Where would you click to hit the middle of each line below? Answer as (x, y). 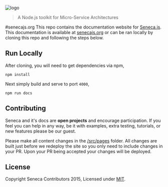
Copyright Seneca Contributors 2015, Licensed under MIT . (65, 179)
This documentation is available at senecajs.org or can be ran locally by (79, 32)
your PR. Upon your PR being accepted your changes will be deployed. (78, 151)
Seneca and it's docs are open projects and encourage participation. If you (83, 120)
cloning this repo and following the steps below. (54, 38)
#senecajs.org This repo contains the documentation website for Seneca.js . (83, 27)
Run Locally (24, 53)
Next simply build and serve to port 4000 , (47, 84)
